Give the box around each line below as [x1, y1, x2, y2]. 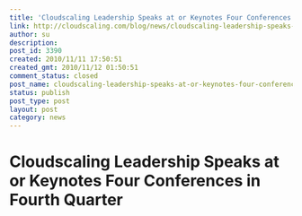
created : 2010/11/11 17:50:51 [9, 55, 123, 64]
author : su [9, 30, 50, 39]
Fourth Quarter [9, 190, 124, 211]
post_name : [9, 80, 50, 89]
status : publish [9, 88, 70, 97]
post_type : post [9, 96, 70, 106]
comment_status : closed [9, 72, 99, 81]
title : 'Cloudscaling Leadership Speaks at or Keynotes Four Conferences [9, 13, 292, 22]
